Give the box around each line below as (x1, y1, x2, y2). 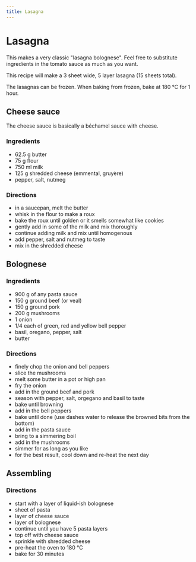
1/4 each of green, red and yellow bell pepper (14, 322, 127, 329)
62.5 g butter (14, 151, 47, 158)
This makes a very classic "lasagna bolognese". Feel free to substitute (6, 54, 178, 61)
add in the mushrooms (14, 439, 70, 446)
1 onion (14, 316, 33, 323)
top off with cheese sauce (14, 531, 79, 538)
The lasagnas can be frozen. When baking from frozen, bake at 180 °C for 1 (6, 83, 191, 90)
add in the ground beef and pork (14, 388, 95, 395)
